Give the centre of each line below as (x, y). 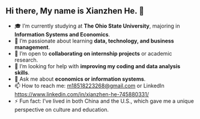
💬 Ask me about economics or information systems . (80, 79)
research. (26, 60)
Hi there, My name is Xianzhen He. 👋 (75, 11)
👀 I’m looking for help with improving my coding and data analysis (97, 66)
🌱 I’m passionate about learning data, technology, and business (94, 41)
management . (32, 47)
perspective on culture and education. (62, 109)
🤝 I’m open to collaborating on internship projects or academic (93, 53)
